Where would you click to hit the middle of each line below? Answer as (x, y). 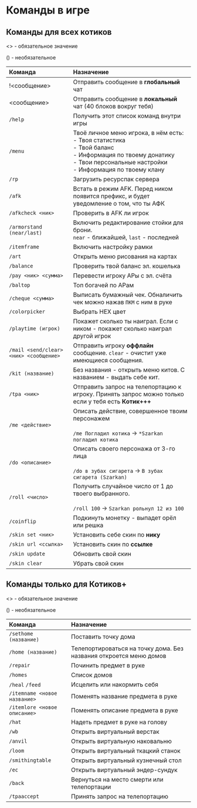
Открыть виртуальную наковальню (121, 741)
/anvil (18, 741)
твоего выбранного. (101, 494)
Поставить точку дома (103, 637)
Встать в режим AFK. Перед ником (123, 189)
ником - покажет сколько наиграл (122, 329)
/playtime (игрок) (35, 328)
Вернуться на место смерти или (117, 779)
